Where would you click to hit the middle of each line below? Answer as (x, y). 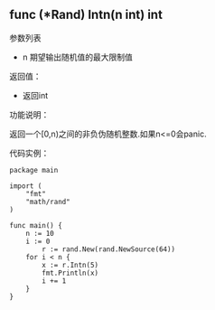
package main (34, 170)
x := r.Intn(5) (70, 265)
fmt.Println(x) (70, 273)
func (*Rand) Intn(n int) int (86, 15)
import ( (26, 186)
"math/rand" (48, 202)
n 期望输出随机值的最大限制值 (78, 57)
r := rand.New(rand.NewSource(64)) (109, 249)
